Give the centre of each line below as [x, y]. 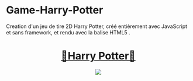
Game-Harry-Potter [55, 10]
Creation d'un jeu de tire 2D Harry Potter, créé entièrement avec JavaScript [97, 26]
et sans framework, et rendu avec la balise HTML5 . [68, 32]
